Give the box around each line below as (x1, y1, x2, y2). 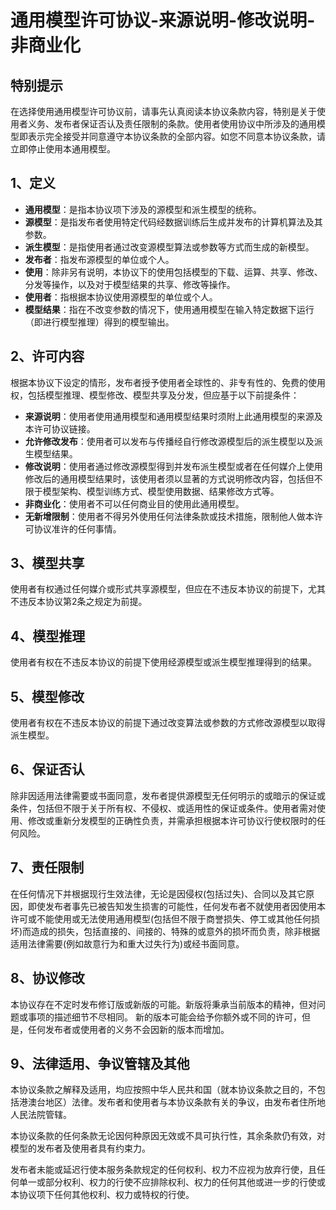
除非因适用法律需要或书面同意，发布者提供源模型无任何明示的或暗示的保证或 (10, 789, 326, 801)
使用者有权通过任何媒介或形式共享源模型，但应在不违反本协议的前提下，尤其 (10, 583, 326, 595)
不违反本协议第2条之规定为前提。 (10, 596, 148, 608)
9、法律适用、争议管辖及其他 (10, 1055, 190, 1072)
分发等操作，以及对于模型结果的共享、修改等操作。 (24, 278, 236, 290)
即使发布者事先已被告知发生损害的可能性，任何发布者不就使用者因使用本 (27, 900, 326, 912)
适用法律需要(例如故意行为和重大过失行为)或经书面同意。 (10, 937, 245, 950)
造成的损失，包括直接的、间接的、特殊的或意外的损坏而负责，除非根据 (31, 925, 321, 937)
